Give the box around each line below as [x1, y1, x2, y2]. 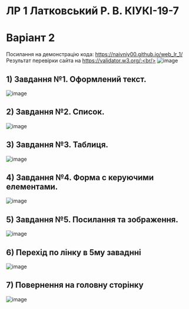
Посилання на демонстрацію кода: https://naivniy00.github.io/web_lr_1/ [6, 51, 183, 58]
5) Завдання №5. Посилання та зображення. [6, 214, 178, 225]
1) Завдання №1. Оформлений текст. [6, 74, 147, 84]
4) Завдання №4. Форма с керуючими [6, 173, 154, 183]
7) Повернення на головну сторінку [6, 280, 144, 290]
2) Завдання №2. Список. [6, 107, 105, 117]
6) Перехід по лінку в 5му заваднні [6, 247, 141, 258]
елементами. [6, 181, 58, 191]
